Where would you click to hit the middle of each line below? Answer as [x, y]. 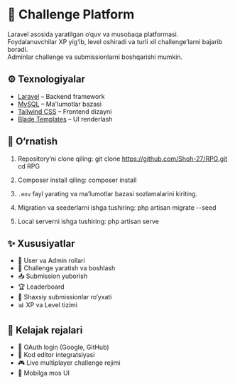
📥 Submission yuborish [52, 276]
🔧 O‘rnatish [33, 142]
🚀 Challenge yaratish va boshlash [66, 268]
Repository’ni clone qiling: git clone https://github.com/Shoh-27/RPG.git [122, 159]
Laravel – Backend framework [61, 96]
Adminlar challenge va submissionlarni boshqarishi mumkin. [95, 57]
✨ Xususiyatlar [41, 244]
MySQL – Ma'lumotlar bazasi [59, 104]
